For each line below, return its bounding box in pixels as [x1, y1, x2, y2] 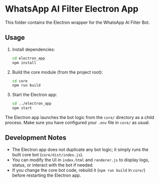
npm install [12, 60, 36, 65]
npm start [12, 106, 32, 111]
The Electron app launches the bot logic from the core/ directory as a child [5, 115, 154, 120]
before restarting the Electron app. [12, 172, 81, 178]
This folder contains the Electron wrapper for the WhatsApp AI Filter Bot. [5, 19, 150, 25]
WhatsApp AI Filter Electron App [5, 3, 139, 15]
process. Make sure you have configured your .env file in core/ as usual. [5, 120, 150, 125]
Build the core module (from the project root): [12, 69, 103, 75]
